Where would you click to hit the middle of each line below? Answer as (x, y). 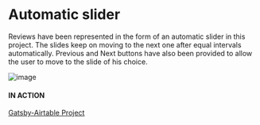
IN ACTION (27, 95)
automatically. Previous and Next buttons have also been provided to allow (130, 53)
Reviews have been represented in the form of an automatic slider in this (127, 36)
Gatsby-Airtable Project (47, 113)
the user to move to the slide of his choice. (78, 62)
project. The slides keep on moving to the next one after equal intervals (125, 44)
